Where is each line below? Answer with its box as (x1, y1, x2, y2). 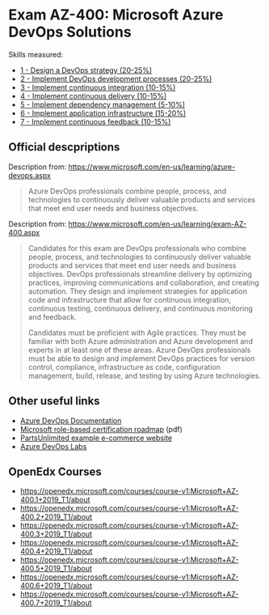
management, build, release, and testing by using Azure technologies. (27, 371, 261, 380)
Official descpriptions (8, 140, 120, 155)
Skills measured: (8, 49, 64, 59)
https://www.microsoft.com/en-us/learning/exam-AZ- (68, 218, 247, 228)
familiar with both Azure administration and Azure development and (27, 336, 253, 346)
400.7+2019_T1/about (19, 598, 92, 608)
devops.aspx (8, 170, 51, 180)
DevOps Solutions (8, 23, 132, 41)
